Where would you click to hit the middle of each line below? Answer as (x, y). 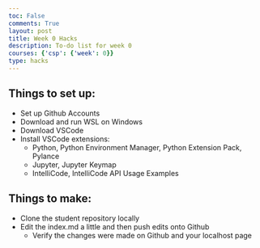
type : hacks (28, 61)
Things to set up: (52, 94)
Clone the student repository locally (80, 218)
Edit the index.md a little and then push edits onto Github (115, 226)
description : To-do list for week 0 (70, 46)
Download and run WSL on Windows (81, 121)
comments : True (34, 23)
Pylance (46, 156)
